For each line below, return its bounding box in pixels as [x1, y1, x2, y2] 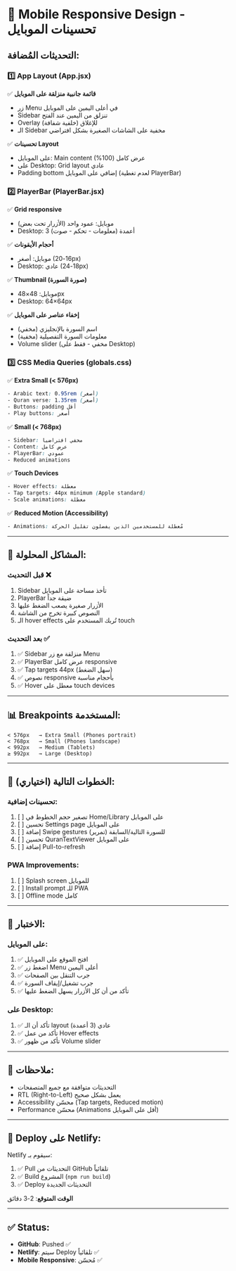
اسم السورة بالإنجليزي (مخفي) [17, 325, 98, 333]
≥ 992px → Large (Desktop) [7, 750, 93, 757]
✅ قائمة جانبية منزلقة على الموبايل [7, 89, 96, 98]
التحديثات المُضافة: [7, 49, 79, 61]
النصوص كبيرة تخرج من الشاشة [17, 608, 100, 617]
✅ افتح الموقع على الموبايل [17, 955, 88, 964]
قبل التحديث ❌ [7, 570, 51, 580]
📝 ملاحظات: [7, 1064, 54, 1076]
